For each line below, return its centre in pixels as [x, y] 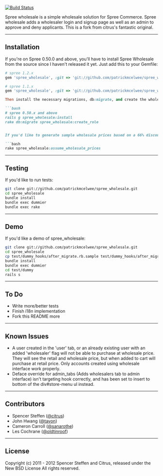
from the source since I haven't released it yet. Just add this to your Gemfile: [81, 64]
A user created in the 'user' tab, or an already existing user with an [79, 348]
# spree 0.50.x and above [31, 113]
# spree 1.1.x [19, 86]
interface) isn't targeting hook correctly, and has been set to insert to [81, 379]
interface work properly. [36, 369]
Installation [22, 47]
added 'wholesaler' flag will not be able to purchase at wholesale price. [83, 353]
